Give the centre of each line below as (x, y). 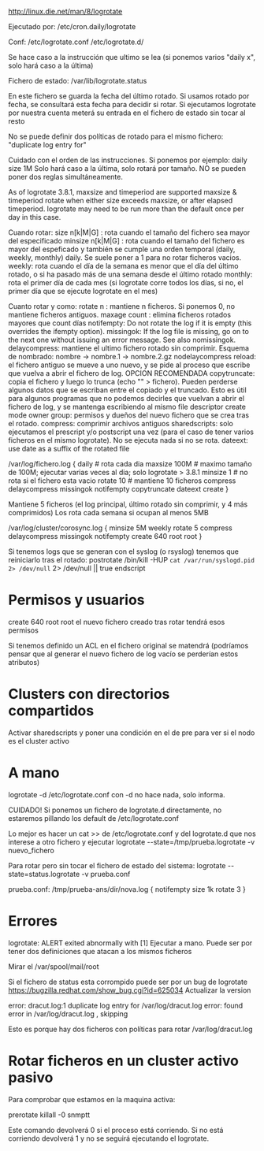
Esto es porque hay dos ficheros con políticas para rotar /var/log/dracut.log (131, 1029)
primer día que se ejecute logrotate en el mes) (83, 291)
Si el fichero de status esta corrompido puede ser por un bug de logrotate (128, 982)
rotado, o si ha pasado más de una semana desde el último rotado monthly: (130, 274)
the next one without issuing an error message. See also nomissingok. (122, 340)
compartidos (51, 711)
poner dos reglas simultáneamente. (66, 177)
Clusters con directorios (89, 694)
